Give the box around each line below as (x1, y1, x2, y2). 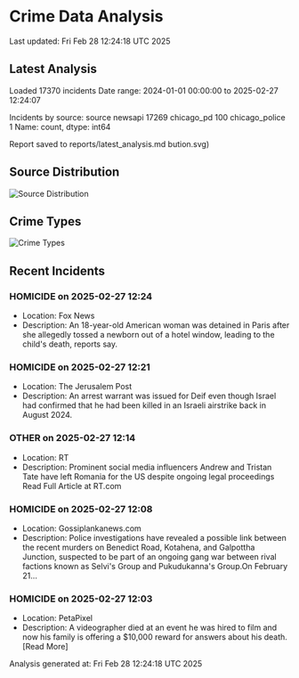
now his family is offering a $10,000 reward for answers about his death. (21, 632, 287, 642)
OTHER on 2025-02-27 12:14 (9, 432, 136, 445)
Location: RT (21, 452, 69, 462)
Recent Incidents (9, 263, 105, 278)
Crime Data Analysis (9, 6, 164, 27)
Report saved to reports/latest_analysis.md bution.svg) (9, 138, 210, 149)
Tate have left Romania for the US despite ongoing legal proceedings (21, 470, 275, 482)
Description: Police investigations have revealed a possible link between (21, 532, 287, 543)
